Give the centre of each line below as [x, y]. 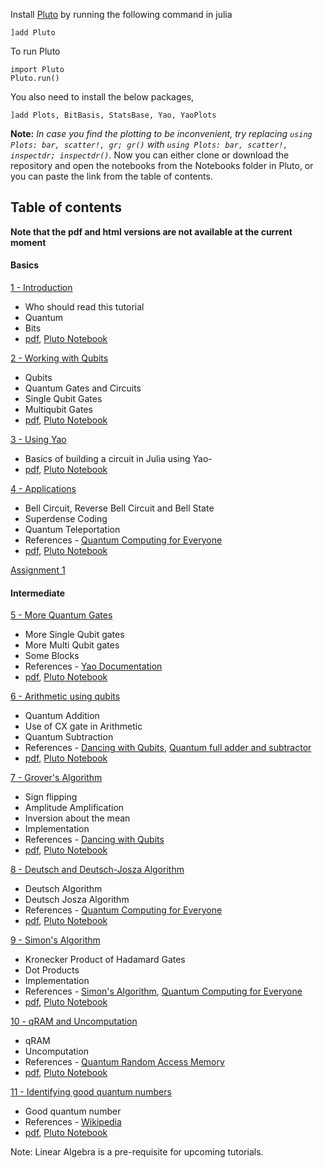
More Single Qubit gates [74, 635]
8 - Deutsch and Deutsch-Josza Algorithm [97, 870]
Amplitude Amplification [74, 808]
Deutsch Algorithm [63, 889]
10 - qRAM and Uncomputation [74, 1021]
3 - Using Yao [38, 440]
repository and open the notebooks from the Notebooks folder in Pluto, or [162, 165]
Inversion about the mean [77, 818]
